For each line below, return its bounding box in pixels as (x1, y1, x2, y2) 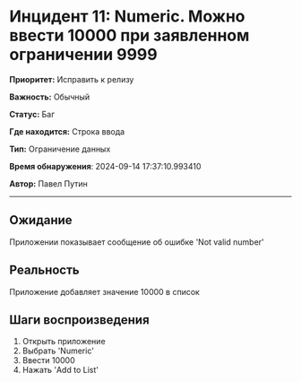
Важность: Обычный (9, 91, 90, 102)
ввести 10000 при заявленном (9, 25, 250, 46)
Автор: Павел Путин (9, 178, 88, 189)
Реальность (9, 263, 80, 278)
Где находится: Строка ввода (9, 126, 125, 136)
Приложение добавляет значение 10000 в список (9, 286, 200, 297)
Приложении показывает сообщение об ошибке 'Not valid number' (9, 236, 264, 247)
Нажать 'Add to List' (21, 365, 99, 376)
